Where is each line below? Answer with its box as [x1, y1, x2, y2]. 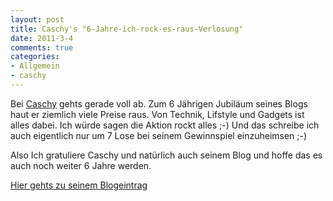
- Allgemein [10, 61, 60, 71]
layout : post [10, 14, 65, 25]
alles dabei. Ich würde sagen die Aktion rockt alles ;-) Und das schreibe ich [10, 119, 320, 131]
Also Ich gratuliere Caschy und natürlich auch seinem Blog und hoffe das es [10, 149, 323, 161]
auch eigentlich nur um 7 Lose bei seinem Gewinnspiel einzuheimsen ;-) [10, 129, 308, 141]
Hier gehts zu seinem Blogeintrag [10, 179, 148, 191]
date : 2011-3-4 [10, 33, 74, 43]
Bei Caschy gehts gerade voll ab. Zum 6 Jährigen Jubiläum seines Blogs [10, 97, 308, 110]
